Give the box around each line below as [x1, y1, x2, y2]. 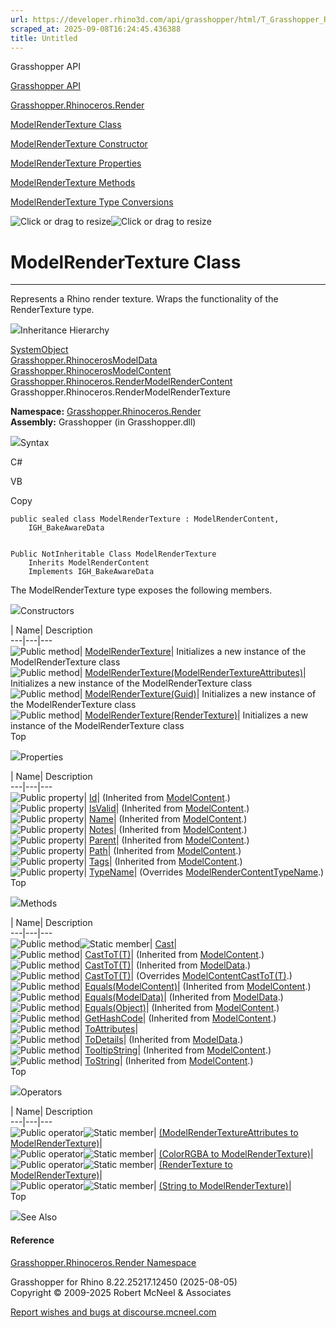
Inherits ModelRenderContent [28, 558, 150, 568]
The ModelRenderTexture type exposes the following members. [10, 584, 273, 596]
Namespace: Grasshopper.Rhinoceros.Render [10, 406, 202, 418]
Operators [20, 1086, 63, 1098]
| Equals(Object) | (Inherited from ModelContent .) [79, 1002, 280, 1014]
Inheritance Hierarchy [20, 324, 110, 336]
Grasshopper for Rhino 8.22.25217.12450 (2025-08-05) [10, 1276, 238, 1288]
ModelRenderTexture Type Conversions [10, 196, 174, 208]
